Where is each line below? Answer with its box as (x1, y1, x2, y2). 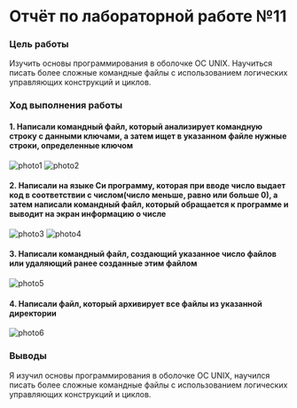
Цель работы (9, 38, 69, 51)
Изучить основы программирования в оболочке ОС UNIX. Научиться (9, 58, 273, 68)
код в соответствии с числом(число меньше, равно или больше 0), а (9, 189, 278, 201)
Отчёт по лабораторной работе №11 (9, 6, 287, 27)
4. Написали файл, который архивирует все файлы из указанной (9, 298, 263, 308)
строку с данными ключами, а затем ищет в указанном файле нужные (9, 131, 287, 141)
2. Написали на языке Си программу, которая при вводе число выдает (9, 180, 286, 191)
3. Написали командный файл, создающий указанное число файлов (9, 249, 277, 260)
